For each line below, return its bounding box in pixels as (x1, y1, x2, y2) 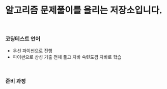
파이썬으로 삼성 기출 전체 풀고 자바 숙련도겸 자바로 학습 (12, 54, 122, 60)
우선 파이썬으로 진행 (12, 48, 52, 54)
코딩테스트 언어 (5, 35, 41, 42)
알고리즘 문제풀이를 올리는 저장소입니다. (5, 5, 162, 16)
